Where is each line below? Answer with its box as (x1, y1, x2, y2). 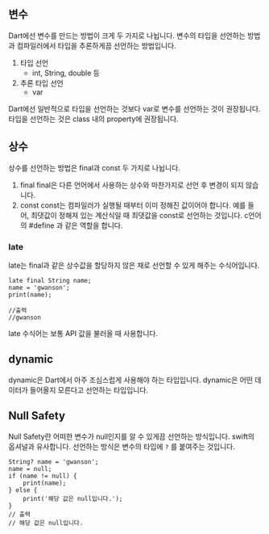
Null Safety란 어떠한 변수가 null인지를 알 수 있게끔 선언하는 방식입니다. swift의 (8, 431, 255, 441)
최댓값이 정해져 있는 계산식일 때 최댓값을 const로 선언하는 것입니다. (31, 210, 243, 220)
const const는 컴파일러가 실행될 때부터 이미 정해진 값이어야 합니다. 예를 (19, 200, 246, 210)
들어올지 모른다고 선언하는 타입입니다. (29, 385, 149, 394)
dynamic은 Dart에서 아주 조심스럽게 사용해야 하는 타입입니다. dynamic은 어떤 (8, 375, 254, 385)
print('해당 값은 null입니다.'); (23, 494, 123, 502)
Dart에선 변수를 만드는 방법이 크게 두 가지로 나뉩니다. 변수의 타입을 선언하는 (8, 31, 246, 40)
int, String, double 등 (31, 68, 101, 78)
